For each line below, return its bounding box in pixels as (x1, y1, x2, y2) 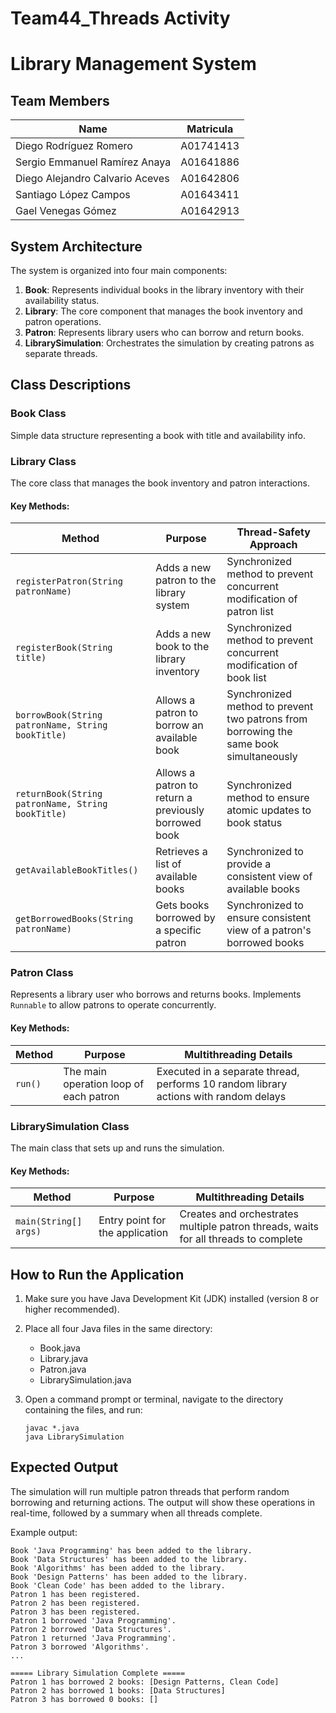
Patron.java (39, 1363, 87, 1375)
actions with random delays (156, 1089, 287, 1103)
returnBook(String (15, 788, 103, 800)
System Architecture (10, 238, 143, 255)
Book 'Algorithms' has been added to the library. (10, 1563, 226, 1573)
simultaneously (226, 750, 298, 764)
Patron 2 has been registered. (10, 1598, 141, 1608)
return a (155, 791, 193, 805)
